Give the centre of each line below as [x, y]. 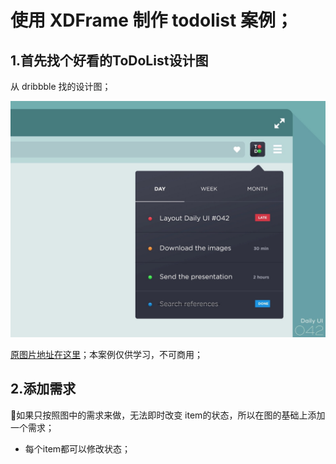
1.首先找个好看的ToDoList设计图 [109, 60]
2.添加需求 [43, 389]
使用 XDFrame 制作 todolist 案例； [151, 20]
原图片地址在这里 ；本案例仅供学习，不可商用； [106, 354]
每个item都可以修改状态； [78, 448]
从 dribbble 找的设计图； [61, 86]
